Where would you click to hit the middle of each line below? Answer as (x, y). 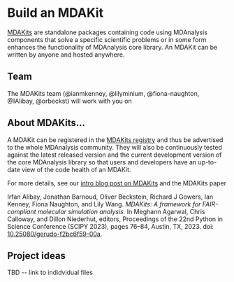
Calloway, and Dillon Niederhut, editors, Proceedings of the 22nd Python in (115, 219)
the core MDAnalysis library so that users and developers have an (102, 162)
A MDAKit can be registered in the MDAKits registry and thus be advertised (115, 140)
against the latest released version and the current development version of (115, 155)
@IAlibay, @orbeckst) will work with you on (70, 101)
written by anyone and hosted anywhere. (66, 55)
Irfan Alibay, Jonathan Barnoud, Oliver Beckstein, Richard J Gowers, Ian (110, 197)
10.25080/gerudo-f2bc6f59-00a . (55, 234)
